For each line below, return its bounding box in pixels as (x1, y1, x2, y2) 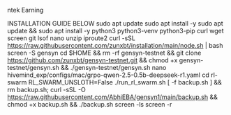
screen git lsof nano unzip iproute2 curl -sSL (7, 34, 136, 42)
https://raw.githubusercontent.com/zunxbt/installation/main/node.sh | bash (7, 42, 223, 49)
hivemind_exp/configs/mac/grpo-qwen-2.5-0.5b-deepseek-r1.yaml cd (7, 71, 209, 79)
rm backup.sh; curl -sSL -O (7, 86, 86, 94)
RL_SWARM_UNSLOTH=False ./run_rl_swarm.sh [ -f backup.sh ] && (28, 78, 222, 86)
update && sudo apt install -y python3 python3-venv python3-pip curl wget (7, 27, 225, 35)
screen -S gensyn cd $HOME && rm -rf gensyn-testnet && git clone (7, 48, 202, 57)
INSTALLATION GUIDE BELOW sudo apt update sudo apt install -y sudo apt (7, 19, 223, 27)
